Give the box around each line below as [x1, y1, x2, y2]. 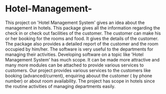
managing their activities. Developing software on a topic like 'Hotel [5, 51, 144, 57]
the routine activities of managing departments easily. [5, 83, 116, 89]
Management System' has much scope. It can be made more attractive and [5, 56, 160, 62]
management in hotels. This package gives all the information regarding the [5, 24, 161, 30]
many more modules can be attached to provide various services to [5, 62, 144, 68]
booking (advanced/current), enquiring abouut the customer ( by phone [5, 72, 153, 78]
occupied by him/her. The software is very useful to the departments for [5, 46, 154, 52]
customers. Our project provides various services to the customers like [5, 67, 151, 73]
